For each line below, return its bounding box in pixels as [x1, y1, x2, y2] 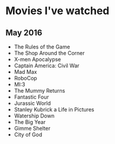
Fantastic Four [14, 93, 50, 100]
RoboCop [14, 75, 38, 81]
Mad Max [14, 68, 37, 75]
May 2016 [5, 28, 42, 38]
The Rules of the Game [14, 43, 70, 50]
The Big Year [14, 119, 46, 125]
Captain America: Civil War [14, 62, 80, 69]
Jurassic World [14, 100, 51, 107]
